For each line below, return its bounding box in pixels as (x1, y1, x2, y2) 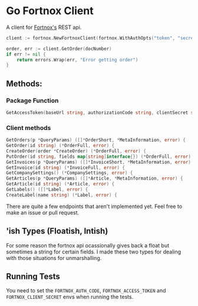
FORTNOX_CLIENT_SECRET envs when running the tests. (6, 294, 134, 301)
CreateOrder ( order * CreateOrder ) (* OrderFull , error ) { (6, 148, 146, 154)
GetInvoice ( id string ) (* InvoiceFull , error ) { (6, 164, 126, 171)
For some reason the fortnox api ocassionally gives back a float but (6, 242, 170, 249)
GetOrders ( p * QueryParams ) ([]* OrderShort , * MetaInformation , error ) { (6, 137, 186, 143)
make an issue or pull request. (6, 209, 80, 216)
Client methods (6, 123, 51, 132)
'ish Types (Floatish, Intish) (6, 226, 108, 236)
